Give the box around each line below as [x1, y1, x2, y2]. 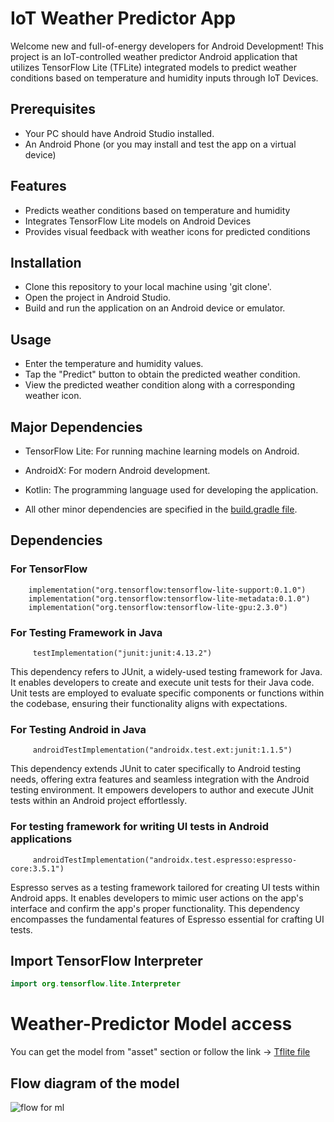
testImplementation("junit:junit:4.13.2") [32, 648, 213, 658]
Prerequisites [10, 101, 96, 118]
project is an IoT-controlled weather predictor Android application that [10, 50, 298, 62]
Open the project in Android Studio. [24, 292, 172, 304]
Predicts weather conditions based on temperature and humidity [24, 204, 291, 216]
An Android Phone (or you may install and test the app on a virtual [24, 138, 297, 150]
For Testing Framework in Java [10, 625, 163, 639]
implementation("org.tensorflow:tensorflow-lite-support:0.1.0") [28, 585, 307, 595]
